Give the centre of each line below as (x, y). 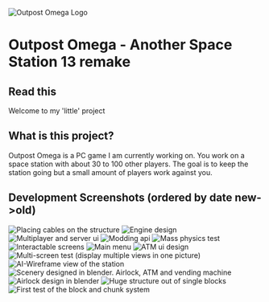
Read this (32, 91)
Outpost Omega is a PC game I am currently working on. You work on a (127, 155)
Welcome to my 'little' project (57, 111)
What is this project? (61, 136)
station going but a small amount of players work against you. (111, 172)
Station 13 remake (70, 62)
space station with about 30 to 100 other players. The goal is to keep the (128, 164)
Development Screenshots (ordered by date (120, 198)
